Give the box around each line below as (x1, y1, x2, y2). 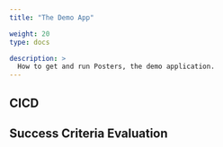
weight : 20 (9, 29, 50, 39)
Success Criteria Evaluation (9, 125, 168, 141)
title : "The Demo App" (9, 13, 94, 22)
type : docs (9, 38, 50, 47)
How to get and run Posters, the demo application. (17, 62, 216, 72)
